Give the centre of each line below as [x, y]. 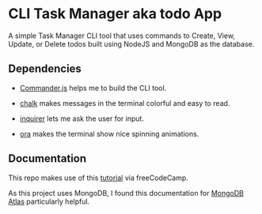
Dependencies [45, 69]
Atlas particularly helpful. [49, 201]
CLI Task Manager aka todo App [115, 14]
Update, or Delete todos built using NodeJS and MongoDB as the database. [131, 43]
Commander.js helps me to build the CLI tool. [93, 88]
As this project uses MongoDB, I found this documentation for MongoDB [126, 193]
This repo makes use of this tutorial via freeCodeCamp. [98, 178]
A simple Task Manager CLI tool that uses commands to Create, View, [122, 36]
